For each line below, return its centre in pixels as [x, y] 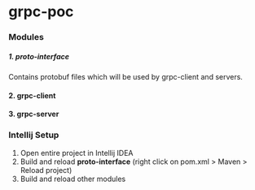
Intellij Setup [34, 135]
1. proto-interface [39, 56]
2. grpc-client [32, 95]
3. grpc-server [34, 114]
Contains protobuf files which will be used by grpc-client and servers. [125, 77]
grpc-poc [41, 12]
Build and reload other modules [73, 179]
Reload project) [46, 170]
